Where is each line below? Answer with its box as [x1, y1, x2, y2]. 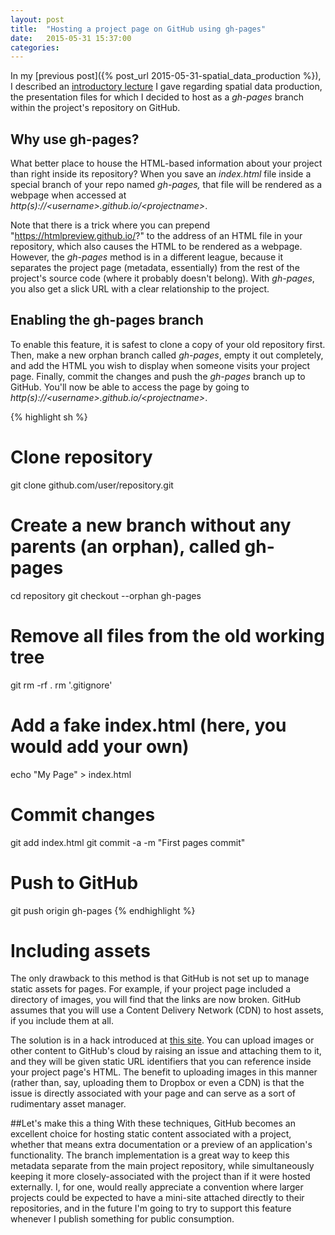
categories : [10, 42, 60, 53]
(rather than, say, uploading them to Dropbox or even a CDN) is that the [10, 1077, 305, 1089]
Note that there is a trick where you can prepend [10, 219, 211, 231]
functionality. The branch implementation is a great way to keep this [10, 1149, 290, 1161]
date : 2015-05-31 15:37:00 [10, 33, 132, 43]
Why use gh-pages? [10, 131, 140, 148]
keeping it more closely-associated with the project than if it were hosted [10, 1171, 311, 1183]
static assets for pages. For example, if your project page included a [10, 983, 292, 995]
